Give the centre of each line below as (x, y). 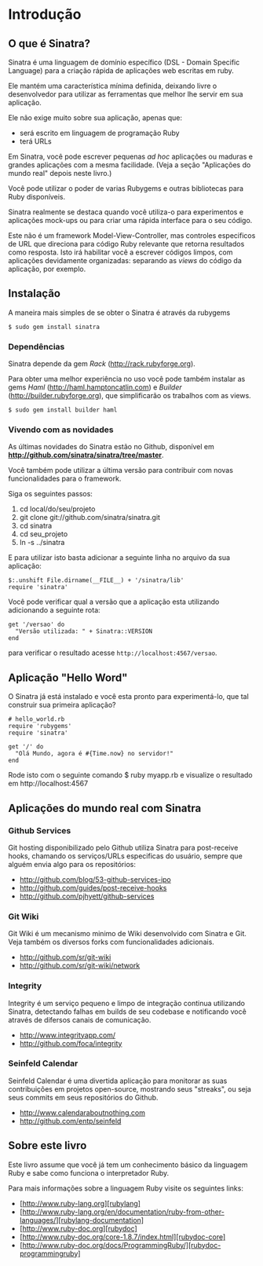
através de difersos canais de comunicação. (80, 1019)
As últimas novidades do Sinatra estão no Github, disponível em (111, 447)
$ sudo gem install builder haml (63, 410)
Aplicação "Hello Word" (68, 677)
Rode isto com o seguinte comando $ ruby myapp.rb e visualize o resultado (130, 775)
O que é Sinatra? (49, 44)
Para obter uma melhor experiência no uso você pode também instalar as (127, 379)
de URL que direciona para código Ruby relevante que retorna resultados (126, 244)
